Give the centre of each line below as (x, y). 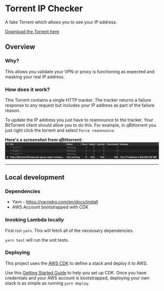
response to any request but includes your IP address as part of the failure (80, 105)
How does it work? (28, 90)
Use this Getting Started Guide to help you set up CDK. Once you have (76, 272)
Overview (20, 47)
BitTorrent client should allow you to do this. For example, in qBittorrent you (81, 125)
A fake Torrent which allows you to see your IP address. (61, 22)
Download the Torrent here (32, 31)
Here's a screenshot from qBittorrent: (44, 139)
